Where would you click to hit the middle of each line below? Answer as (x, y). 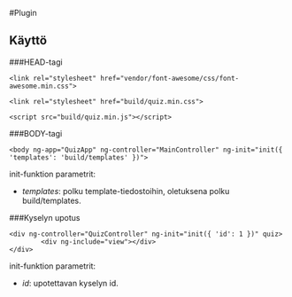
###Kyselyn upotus (45, 217)
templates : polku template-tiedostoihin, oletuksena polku (126, 191)
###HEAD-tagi (36, 62)
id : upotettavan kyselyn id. (70, 283)
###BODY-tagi (36, 133)
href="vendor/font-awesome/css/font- (170, 78)
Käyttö (28, 40)
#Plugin (23, 13)
